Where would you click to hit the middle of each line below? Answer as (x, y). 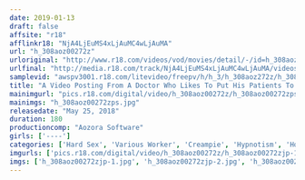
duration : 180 (36, 119)
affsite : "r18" (38, 35)
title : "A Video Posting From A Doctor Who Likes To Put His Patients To (152, 85)
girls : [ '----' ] (40, 136)
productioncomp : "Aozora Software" (77, 128)
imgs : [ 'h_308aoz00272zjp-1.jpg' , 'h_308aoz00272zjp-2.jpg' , (128, 161)
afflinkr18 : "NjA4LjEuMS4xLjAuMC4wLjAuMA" (91, 43)
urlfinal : (28, 69)
